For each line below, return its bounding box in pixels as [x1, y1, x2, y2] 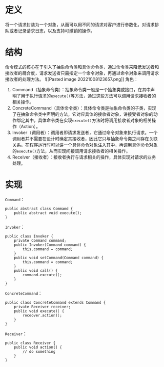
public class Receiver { [5, 341, 56, 345]
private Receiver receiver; [14, 304, 71, 309]
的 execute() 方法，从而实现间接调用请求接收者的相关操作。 [12, 148, 131, 154]
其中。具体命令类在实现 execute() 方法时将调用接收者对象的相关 [25, 117, 152, 123]
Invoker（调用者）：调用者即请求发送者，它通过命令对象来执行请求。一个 [12, 130, 158, 135]
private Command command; [14, 238, 67, 243]
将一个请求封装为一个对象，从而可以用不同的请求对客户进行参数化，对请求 [5, 22, 155, 27]
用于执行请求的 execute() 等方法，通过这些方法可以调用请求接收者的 [20, 93, 156, 99]
